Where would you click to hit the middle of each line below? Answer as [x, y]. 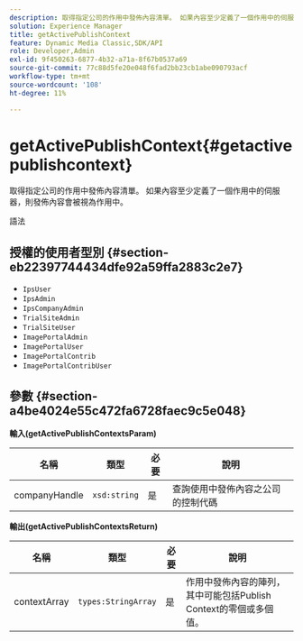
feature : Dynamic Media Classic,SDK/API [87, 43]
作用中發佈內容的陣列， [236, 582]
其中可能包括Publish [229, 596]
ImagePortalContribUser [67, 366]
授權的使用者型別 [57, 252]
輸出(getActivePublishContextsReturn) [84, 527]
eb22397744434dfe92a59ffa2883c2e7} [126, 267]
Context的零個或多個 [230, 609]
